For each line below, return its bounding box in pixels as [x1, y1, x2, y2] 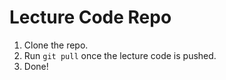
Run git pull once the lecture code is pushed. [23, 49, 217, 61]
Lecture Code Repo [9, 6, 172, 29]
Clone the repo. [23, 39, 89, 51]
